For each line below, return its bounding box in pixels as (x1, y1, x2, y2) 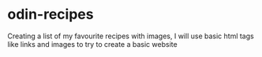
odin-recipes (7, 5, 94, 23)
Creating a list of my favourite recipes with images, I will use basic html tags (7, 31, 254, 41)
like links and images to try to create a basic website (7, 39, 178, 48)
